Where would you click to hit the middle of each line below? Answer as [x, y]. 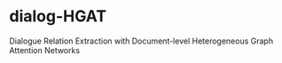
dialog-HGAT [58, 16]
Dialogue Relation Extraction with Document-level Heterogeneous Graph [141, 41]
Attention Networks [45, 50]
